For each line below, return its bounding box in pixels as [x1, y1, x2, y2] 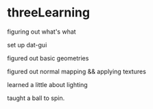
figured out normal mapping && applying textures [7, 67, 146, 75]
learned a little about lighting [7, 80, 88, 88]
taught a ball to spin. [7, 94, 65, 102]
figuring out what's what [7, 27, 77, 36]
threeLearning [7, 5, 91, 21]
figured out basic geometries [7, 53, 89, 62]
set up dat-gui [7, 40, 47, 49]
